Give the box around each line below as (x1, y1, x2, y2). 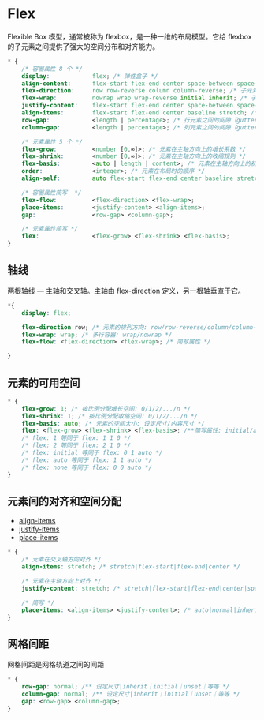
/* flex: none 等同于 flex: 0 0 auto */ (21, 463, 153, 471)
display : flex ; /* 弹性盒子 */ (21, 72, 158, 80)
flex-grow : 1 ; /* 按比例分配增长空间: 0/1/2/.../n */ (21, 404, 191, 413)
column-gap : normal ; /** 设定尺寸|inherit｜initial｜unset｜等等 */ (21, 690, 241, 698)
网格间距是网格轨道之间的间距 (7, 660, 104, 669)
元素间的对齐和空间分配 (7, 494, 121, 508)
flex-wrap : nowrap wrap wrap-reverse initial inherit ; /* (21, 94, 247, 103)
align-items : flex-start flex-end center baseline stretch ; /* (21, 109, 258, 117)
